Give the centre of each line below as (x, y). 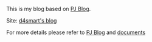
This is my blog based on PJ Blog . (49, 9)
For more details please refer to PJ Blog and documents (76, 32)
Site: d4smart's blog (32, 20)
